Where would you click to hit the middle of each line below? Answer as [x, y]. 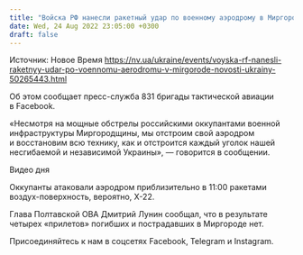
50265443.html [38, 79]
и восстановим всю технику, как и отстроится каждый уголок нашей [142, 143]
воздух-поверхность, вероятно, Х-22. [82, 197]
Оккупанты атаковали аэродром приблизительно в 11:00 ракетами [138, 187]
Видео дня [29, 170]
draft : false [34, 34]
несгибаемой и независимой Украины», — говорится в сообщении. [140, 152]
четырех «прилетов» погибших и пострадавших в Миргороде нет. [137, 224]
